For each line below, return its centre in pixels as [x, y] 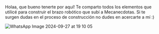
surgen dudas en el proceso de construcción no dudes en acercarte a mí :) [80, 17]
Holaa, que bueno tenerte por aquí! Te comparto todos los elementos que [78, 7]
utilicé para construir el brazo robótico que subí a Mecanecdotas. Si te [75, 12]
